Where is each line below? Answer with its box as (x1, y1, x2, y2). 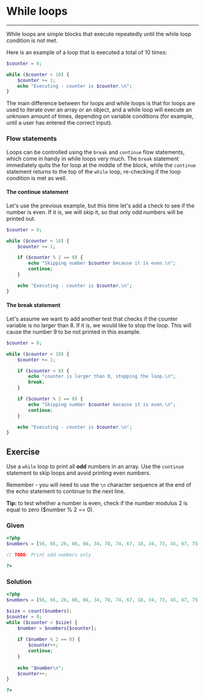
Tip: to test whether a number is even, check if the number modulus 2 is (6, 500, 188, 507)
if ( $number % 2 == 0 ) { (17, 636, 81, 643)
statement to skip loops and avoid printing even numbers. (6, 469, 151, 477)
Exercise (6, 447, 40, 457)
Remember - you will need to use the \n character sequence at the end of (6, 481, 192, 489)
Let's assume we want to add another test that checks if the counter (6, 315, 178, 322)
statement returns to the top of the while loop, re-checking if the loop (6, 168, 181, 175)
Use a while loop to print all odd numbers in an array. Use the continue (6, 463, 184, 470)
